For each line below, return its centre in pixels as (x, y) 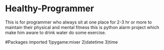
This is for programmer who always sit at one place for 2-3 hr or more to (79, 22)
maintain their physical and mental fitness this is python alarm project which (82, 27)
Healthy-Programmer (50, 9)
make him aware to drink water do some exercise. (56, 32)
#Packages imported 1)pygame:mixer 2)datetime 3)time (62, 42)
